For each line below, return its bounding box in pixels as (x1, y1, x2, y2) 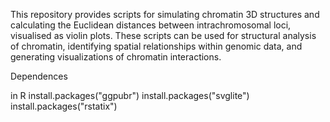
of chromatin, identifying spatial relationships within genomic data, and (10, 40, 303, 52)
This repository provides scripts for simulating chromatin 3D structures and (10, 9, 320, 20)
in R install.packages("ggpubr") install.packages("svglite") (10, 90, 250, 101)
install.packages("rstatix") (10, 100, 118, 112)
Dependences (10, 70, 68, 82)
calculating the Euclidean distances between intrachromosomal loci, (10, 19, 292, 31)
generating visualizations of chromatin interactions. (10, 51, 222, 63)
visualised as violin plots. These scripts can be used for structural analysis (10, 30, 317, 41)
